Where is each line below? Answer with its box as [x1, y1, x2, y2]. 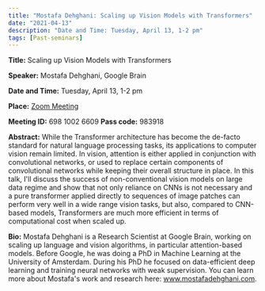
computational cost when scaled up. [8, 216, 127, 226]
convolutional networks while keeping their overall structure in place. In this [8, 166, 255, 175]
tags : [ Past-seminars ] [8, 33, 83, 42]
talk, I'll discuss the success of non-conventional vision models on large [8, 174, 243, 184]
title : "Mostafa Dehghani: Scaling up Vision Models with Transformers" [8, 11, 253, 20]
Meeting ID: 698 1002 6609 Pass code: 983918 [8, 117, 165, 127]
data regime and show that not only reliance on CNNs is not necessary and [8, 183, 253, 193]
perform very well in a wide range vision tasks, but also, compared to [8, 200, 233, 209]
